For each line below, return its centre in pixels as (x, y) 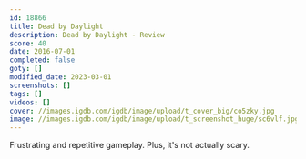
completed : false (42, 60)
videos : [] (30, 102)
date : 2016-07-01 (42, 52)
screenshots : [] (40, 85)
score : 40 (28, 43)
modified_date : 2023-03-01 (61, 77)
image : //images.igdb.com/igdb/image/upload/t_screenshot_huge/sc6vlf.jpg (154, 119)
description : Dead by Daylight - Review (87, 35)
